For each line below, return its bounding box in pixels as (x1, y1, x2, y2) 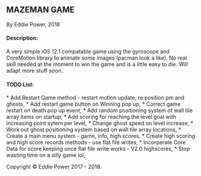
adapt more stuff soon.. (6, 67, 64, 74)
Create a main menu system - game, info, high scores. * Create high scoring (6, 132, 196, 140)
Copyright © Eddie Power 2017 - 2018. (6, 163, 102, 171)
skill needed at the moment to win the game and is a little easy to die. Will (6, 61, 188, 68)
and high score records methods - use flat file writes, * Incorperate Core (6, 139, 186, 146)
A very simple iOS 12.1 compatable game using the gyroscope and (6, 48, 170, 55)
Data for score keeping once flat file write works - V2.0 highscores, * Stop (6, 145, 191, 153)
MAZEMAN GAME (6, 5, 75, 15)
